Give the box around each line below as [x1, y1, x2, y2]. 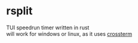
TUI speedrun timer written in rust [6, 24, 90, 31]
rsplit [6, 4, 33, 18]
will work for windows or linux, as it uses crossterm [6, 30, 133, 37]
